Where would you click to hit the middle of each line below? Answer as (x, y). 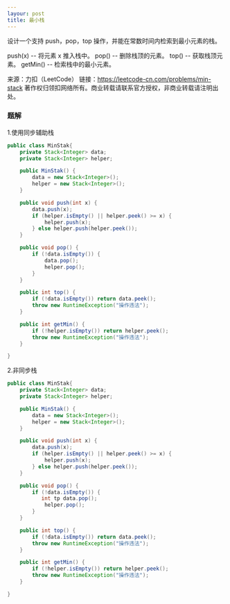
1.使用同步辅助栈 (30, 132)
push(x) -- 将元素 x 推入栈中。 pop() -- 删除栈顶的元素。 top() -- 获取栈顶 (112, 56)
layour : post (26, 14)
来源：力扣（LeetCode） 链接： (53, 79)
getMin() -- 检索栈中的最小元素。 (68, 64)
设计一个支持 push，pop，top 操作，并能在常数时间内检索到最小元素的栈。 (114, 41)
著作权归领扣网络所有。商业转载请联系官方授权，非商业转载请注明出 (121, 87)
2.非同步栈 (22, 370)
